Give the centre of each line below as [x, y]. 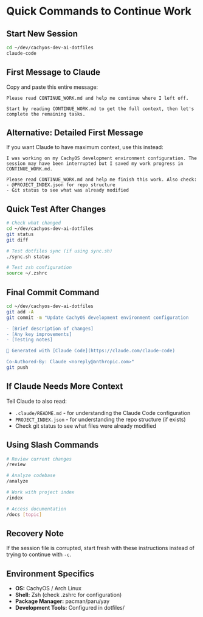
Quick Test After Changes [56, 209]
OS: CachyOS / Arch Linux [48, 588]
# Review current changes [39, 459]
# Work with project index [40, 492]
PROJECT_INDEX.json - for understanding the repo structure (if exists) [101, 419]
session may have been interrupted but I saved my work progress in [95, 164]
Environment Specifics [50, 573]
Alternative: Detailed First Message [75, 132]
